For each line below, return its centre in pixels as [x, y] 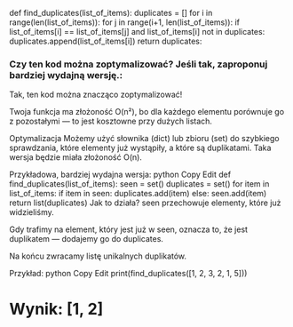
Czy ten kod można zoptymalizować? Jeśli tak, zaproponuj [139, 64]
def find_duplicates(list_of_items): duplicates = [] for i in [111, 13]
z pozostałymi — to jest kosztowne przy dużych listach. [111, 121]
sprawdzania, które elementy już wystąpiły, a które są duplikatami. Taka [140, 148]
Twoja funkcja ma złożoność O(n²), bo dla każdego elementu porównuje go [147, 112]
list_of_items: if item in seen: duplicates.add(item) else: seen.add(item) [138, 194]
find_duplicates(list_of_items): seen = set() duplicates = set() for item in [139, 184]
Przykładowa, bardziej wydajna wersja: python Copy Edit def [120, 175]
